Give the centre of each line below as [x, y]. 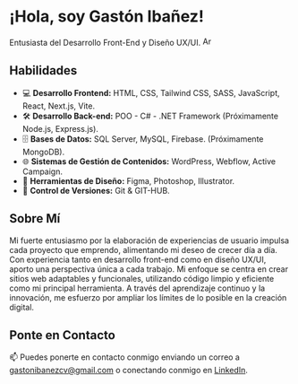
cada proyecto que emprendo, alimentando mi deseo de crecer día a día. [143, 249]
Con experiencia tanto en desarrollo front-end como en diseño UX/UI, [138, 259]
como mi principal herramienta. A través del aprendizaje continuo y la [137, 288]
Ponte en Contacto [63, 335]
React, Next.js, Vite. [59, 106]
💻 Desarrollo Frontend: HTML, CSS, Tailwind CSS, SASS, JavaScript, [151, 92]
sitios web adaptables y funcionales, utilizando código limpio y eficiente [142, 278]
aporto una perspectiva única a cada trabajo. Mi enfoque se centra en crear [149, 269]
